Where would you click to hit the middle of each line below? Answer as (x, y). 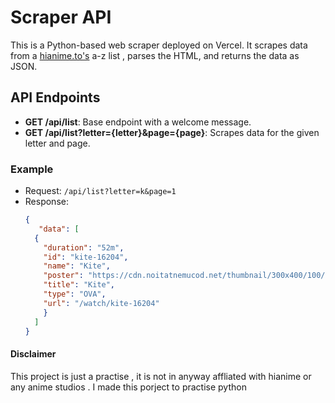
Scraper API (61, 17)
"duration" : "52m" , (84, 247)
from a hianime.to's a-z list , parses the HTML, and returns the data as (155, 55)
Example (32, 169)
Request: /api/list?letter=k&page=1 (100, 191)
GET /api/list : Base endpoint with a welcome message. (138, 122)
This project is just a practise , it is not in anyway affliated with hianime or (161, 376)
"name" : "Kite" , (77, 266)
